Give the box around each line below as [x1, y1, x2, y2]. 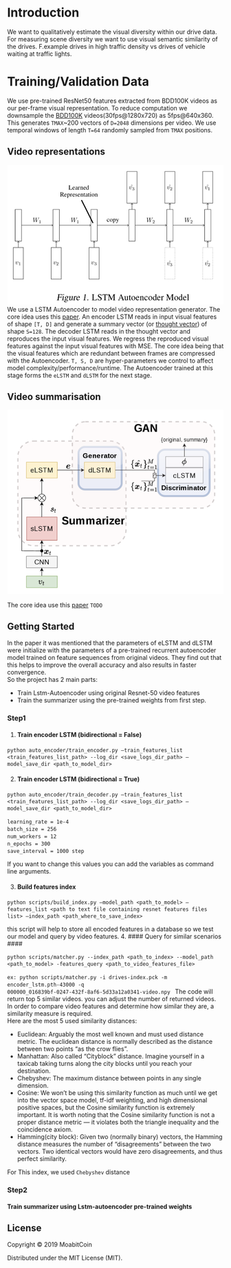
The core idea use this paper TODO [7, 601, 103, 609]
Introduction [7, 5, 80, 21]
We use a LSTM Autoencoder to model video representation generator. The [7, 305, 221, 313]
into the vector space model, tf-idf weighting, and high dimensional [16, 1096, 208, 1105]
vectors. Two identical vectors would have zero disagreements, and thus [16, 1147, 223, 1156]
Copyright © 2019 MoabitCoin [7, 1240, 93, 1249]
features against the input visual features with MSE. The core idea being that [7, 341, 224, 350]
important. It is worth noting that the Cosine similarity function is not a [16, 1111, 215, 1119]
